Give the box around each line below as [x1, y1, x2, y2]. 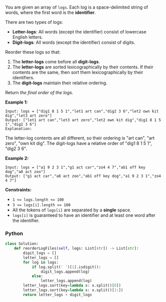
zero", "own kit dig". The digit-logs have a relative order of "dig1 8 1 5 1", [5, 141, 153, 146]
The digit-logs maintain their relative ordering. [12, 80, 108, 86]
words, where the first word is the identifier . [5, 9, 96, 15]
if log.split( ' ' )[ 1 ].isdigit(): [31, 264, 101, 270]
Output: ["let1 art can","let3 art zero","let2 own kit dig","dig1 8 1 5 [5, 118, 162, 123]
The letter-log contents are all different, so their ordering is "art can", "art [5, 135, 155, 141]
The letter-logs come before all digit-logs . [12, 59, 100, 64]
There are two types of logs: [5, 19, 64, 25]
